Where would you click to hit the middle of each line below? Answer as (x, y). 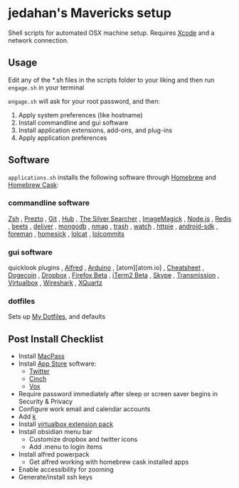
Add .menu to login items (65, 447)
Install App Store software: (57, 364)
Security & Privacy (46, 402)
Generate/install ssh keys (55, 477)
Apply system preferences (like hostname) (80, 115)
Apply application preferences (63, 137)
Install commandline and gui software (73, 122)
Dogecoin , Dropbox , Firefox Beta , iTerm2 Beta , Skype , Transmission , (114, 275)
